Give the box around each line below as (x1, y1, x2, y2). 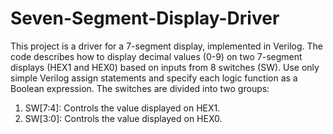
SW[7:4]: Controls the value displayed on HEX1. (24, 102, 221, 114)
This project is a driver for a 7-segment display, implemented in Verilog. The (10, 40, 323, 52)
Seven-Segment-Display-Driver (10, 7, 280, 30)
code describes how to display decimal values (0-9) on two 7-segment (10, 50, 303, 62)
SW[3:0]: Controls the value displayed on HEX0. (24, 112, 223, 124)
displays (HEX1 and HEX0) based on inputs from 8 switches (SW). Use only (10, 61, 320, 73)
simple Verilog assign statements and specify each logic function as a (10, 72, 298, 84)
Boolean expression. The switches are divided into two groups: (10, 82, 270, 94)
